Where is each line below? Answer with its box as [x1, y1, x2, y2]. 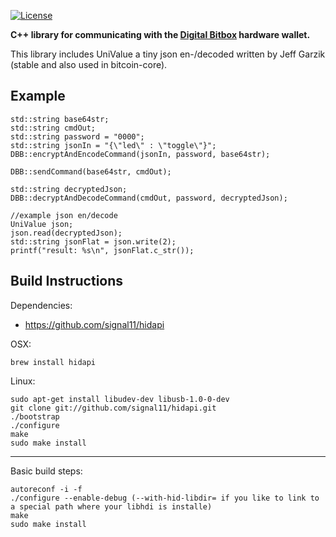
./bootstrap [10, 411, 60, 422]
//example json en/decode [10, 210, 118, 220]
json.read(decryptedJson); [10, 228, 123, 238]
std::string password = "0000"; [10, 131, 145, 142]
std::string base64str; [10, 114, 110, 124]
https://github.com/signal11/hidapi [24, 318, 165, 330]
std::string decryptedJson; [10, 184, 128, 194]
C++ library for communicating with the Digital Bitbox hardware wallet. [10, 29, 311, 40]
